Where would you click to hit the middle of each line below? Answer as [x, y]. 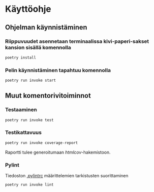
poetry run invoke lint [30, 185]
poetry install [21, 58]
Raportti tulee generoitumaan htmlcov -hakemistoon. [58, 152]
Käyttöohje [28, 9]
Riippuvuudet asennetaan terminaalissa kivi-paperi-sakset [77, 41]
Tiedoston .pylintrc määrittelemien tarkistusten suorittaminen [67, 175]
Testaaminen [21, 110]
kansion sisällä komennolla [38, 47]
